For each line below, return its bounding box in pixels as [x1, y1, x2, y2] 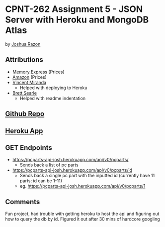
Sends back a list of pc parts [19, 162, 79, 168]
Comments [5, 198, 40, 206]
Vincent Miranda [12, 79, 46, 85]
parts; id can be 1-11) [19, 178, 63, 184]
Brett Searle [12, 90, 37, 96]
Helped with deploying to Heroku [19, 85, 88, 91]
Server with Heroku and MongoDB [5, 14, 149, 25]
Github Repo [5, 110, 45, 118]
